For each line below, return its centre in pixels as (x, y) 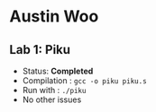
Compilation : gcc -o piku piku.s (84, 81)
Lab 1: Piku (40, 50)
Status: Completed (58, 71)
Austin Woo (54, 17)
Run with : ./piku (54, 90)
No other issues (52, 99)
